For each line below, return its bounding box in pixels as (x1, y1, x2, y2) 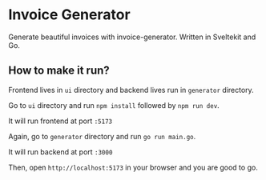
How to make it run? (8, 64, 110, 78)
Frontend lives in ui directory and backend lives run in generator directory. (8, 85, 254, 94)
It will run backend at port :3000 (8, 146, 113, 157)
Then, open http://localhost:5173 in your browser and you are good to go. (8, 162, 258, 172)
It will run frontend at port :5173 (8, 116, 113, 126)
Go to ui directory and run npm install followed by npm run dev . (8, 100, 220, 110)
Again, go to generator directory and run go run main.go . (8, 131, 196, 141)
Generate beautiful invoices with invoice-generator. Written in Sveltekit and (8, 32, 256, 42)
